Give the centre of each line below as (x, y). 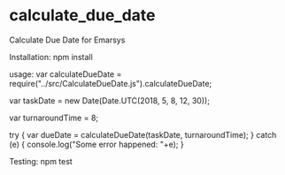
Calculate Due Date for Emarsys (67, 40)
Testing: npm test (41, 161)
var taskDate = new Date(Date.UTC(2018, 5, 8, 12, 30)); (110, 100)
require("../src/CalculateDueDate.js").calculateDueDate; (111, 83)
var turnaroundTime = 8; (54, 118)
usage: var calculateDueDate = (65, 74)
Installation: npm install (51, 57)
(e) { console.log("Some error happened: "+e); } (96, 144)
